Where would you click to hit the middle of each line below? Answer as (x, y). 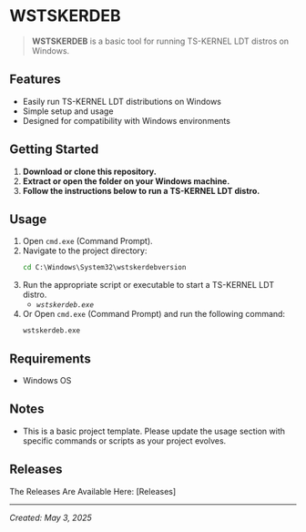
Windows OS (47, 381)
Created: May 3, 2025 (51, 517)
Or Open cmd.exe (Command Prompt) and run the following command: (153, 314)
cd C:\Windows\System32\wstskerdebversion (104, 268)
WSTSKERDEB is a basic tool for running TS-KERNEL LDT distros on (160, 41)
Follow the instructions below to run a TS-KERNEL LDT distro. (141, 190)
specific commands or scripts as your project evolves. (124, 440)
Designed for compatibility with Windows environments (126, 120)
